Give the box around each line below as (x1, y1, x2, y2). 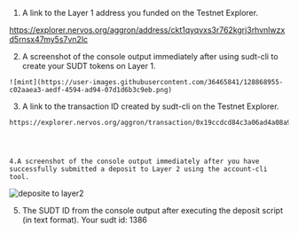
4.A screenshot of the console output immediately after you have (9, 157, 260, 166)
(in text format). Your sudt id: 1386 (21, 214, 148, 225)
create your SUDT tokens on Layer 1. (21, 61, 156, 71)
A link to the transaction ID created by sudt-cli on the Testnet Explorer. (21, 101, 279, 112)
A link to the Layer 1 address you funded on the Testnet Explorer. (21, 8, 259, 18)
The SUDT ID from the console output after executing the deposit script (21, 206, 284, 215)
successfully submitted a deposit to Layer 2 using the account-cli (9, 165, 268, 174)
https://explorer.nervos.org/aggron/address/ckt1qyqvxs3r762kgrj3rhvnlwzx (9, 25, 286, 35)
